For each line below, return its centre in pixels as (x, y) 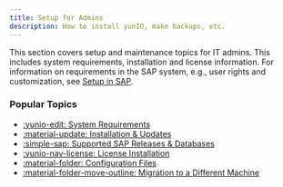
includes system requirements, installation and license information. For (142, 62)
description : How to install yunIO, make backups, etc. (117, 26)
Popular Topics (43, 104)
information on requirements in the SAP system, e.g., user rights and (138, 71)
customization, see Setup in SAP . (71, 81)
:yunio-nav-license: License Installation (96, 153)
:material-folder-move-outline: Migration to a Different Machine (141, 172)
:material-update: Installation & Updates (97, 133)
